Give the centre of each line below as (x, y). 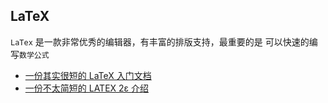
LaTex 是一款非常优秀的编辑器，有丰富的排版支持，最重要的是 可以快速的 (160, 41)
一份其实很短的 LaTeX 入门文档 (88, 75)
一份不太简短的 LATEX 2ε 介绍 (87, 88)
